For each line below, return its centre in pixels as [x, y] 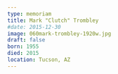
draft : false [26, 40]
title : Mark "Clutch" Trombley [53, 20]
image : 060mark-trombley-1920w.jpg [59, 33]
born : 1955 [23, 47]
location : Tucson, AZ [39, 60]
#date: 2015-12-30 [34, 27]
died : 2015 [23, 54]
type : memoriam [29, 14]
